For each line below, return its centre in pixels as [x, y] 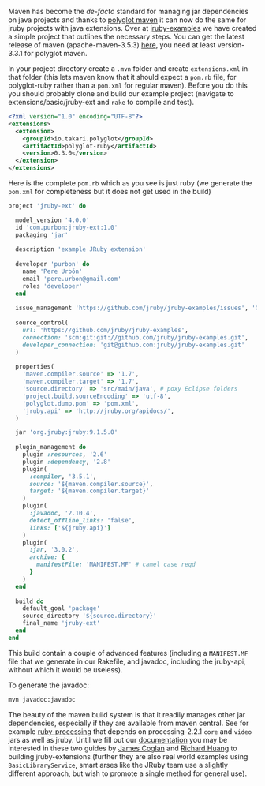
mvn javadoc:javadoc [42, 699]
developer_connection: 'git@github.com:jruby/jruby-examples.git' [134, 345]
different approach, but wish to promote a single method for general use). [127, 773]
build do [30, 601]
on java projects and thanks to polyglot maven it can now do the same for [127, 20]
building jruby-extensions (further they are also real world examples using [128, 756]
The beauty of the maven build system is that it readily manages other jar [127, 714]
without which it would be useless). [65, 669]
